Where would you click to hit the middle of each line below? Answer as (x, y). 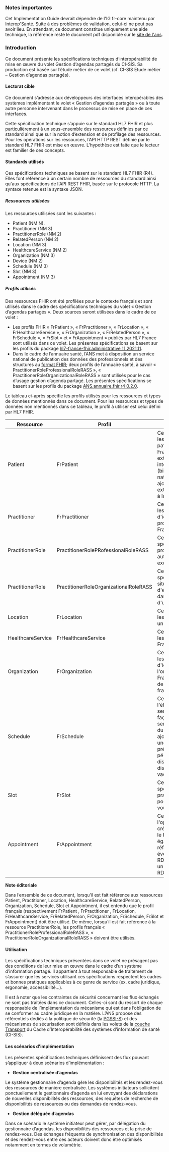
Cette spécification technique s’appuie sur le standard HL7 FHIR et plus (79, 123)
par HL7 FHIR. (20, 412)
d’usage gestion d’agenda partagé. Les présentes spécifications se (82, 381)
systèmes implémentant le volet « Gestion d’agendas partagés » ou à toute (82, 103)
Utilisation (16, 949)
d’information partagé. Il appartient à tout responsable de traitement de (79, 971)
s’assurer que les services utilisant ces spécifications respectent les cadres (83, 977)
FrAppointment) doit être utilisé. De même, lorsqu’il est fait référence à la (80, 922)
